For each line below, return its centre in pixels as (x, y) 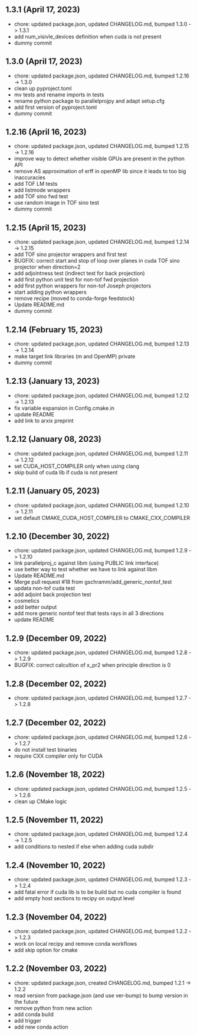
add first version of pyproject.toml (55, 107)
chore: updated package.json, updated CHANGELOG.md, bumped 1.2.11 (101, 453)
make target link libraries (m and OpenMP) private (75, 357)
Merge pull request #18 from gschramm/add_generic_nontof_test (93, 582)
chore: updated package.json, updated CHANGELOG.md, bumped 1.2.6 (101, 737)
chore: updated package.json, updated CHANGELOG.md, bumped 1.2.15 (101, 146)
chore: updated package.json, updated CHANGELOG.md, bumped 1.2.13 (101, 344)
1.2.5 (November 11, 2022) (55, 819)
